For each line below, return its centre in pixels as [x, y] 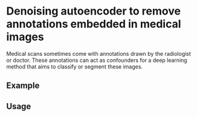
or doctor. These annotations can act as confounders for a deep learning [97, 60]
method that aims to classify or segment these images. [75, 66]
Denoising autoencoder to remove [94, 11]
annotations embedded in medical [94, 24]
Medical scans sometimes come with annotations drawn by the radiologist [99, 53]
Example [23, 86]
